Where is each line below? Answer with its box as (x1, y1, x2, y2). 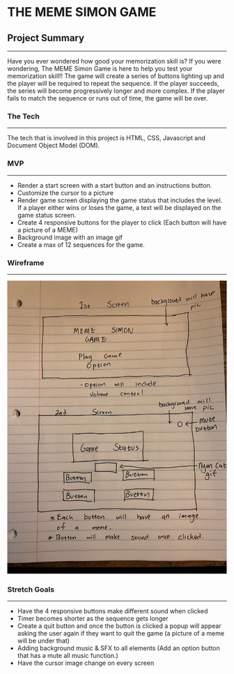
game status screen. (17, 211, 77, 219)
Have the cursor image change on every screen (17, 659, 155, 667)
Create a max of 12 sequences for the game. (17, 240, 145, 248)
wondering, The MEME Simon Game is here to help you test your (7, 64, 193, 73)
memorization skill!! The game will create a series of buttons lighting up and (7, 72, 224, 80)
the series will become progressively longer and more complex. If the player (7, 87, 225, 95)
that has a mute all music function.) (17, 652, 118, 660)
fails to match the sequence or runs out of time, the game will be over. (7, 94, 208, 102)
